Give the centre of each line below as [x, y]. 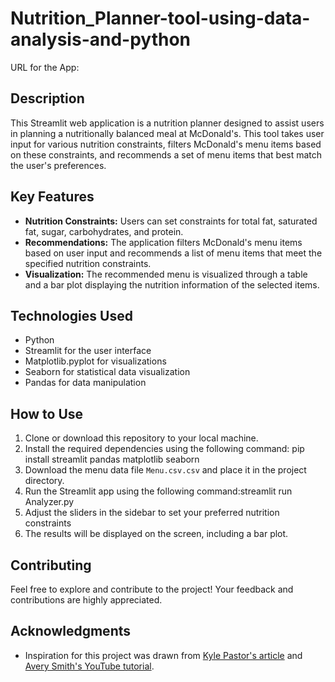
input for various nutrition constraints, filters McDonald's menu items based [166, 144]
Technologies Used [71, 315]
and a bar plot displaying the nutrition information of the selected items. [172, 284]
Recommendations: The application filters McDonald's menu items [163, 242]
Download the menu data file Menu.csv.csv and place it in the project [165, 470]
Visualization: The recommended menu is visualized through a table [166, 274]
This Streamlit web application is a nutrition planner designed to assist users [167, 123]
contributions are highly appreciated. [86, 600]
